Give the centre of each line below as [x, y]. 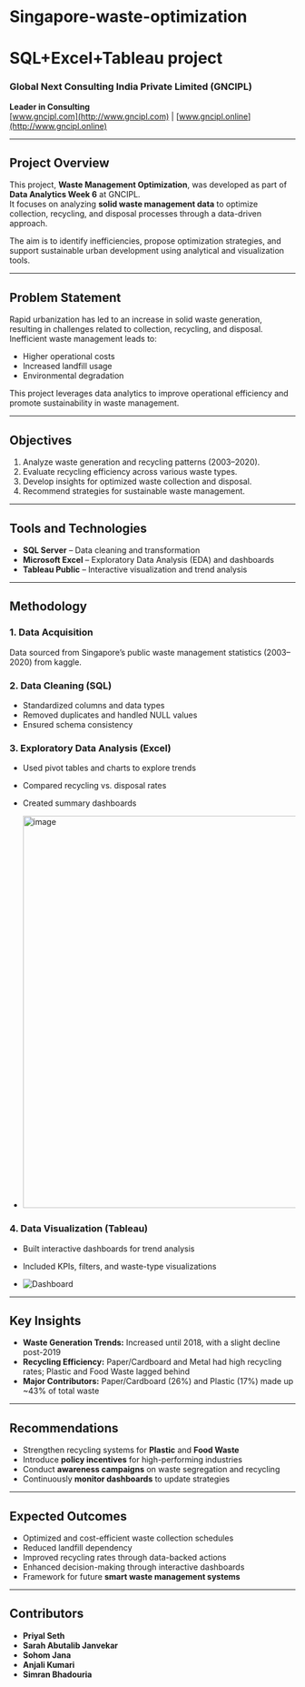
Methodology [49, 607]
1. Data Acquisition [51, 632]
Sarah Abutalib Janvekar [70, 1645]
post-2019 [42, 1352]
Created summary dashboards [79, 803]
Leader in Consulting [50, 106]
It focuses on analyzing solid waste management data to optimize [134, 204]
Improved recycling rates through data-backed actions [124, 1557]
